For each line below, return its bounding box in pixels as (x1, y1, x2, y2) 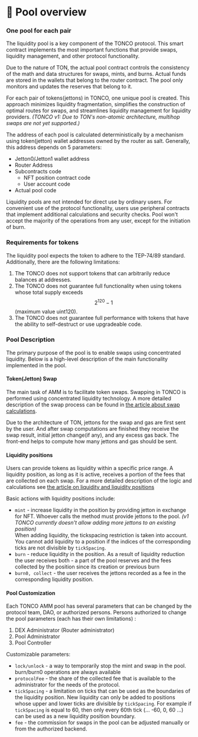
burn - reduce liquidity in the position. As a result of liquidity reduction (14, 551, 185, 558)
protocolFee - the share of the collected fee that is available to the (14, 675, 176, 682)
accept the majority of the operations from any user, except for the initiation (6, 217, 191, 224)
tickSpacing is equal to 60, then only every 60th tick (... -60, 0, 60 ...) (14, 706, 184, 714)
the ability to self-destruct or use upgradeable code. (14, 320, 142, 328)
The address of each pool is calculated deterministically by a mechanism (6, 131, 184, 138)
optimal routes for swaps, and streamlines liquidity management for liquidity (6, 107, 191, 115)
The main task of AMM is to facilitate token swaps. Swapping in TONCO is (6, 388, 186, 395)
